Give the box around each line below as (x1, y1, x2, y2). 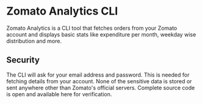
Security (6, 55, 40, 65)
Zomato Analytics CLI (6, 4, 118, 18)
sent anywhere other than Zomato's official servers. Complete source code (6, 84, 195, 91)
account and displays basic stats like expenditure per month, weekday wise (6, 30, 197, 38)
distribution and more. (6, 37, 62, 44)
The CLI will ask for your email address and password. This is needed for (6, 71, 190, 78)
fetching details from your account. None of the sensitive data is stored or (6, 77, 192, 85)
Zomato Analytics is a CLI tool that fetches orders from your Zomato (6, 24, 178, 32)
